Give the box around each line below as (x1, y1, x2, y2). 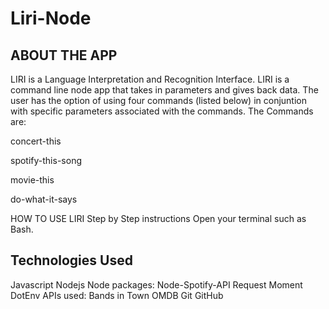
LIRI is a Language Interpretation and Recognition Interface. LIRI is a (10, 73, 290, 85)
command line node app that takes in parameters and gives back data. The (10, 84, 319, 96)
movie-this (10, 174, 55, 186)
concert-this (10, 135, 62, 147)
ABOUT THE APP (10, 47, 118, 64)
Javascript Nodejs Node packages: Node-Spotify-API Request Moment (10, 278, 303, 291)
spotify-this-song (10, 155, 82, 166)
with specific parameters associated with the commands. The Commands (10, 105, 314, 117)
